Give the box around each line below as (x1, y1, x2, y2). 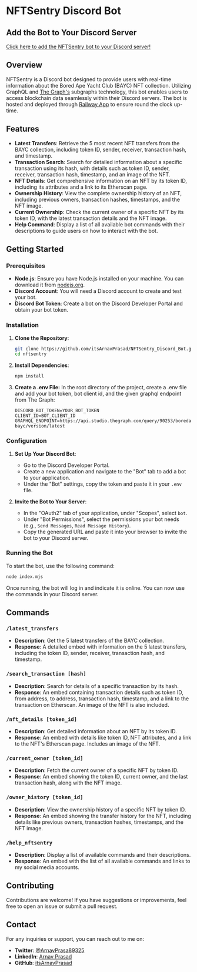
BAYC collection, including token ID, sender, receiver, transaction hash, (14, 146, 187, 153)
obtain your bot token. (14, 306, 69, 313)
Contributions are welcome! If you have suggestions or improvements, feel (6, 896, 187, 903)
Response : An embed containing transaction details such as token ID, (14, 689, 183, 696)
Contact (6, 920, 36, 930)
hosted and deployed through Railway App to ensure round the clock (6, 101, 173, 108)
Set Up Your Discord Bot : (14, 450, 76, 457)
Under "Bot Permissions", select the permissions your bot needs (23, 516, 179, 523)
